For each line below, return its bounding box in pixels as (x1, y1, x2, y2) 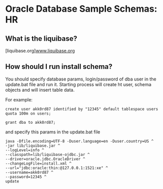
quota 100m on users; (5, 111, 51, 116)
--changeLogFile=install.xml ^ (5, 161, 72, 166)
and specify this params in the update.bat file (5, 128, 100, 135)
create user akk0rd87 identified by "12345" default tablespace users (5, 106, 158, 112)
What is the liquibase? (5, 34, 77, 43)
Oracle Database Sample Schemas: (5, 3, 157, 15)
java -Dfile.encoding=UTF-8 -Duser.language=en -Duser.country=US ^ (5, 139, 154, 144)
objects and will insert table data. (5, 87, 75, 93)
